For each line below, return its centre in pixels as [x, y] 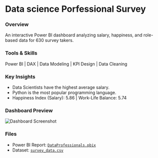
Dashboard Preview [29, 111]
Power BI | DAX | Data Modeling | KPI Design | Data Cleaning [66, 64]
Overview [17, 25]
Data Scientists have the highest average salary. [61, 88]
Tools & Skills [21, 53]
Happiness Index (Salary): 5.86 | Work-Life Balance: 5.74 [69, 98]
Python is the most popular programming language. [64, 93]
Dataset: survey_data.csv [38, 150]
